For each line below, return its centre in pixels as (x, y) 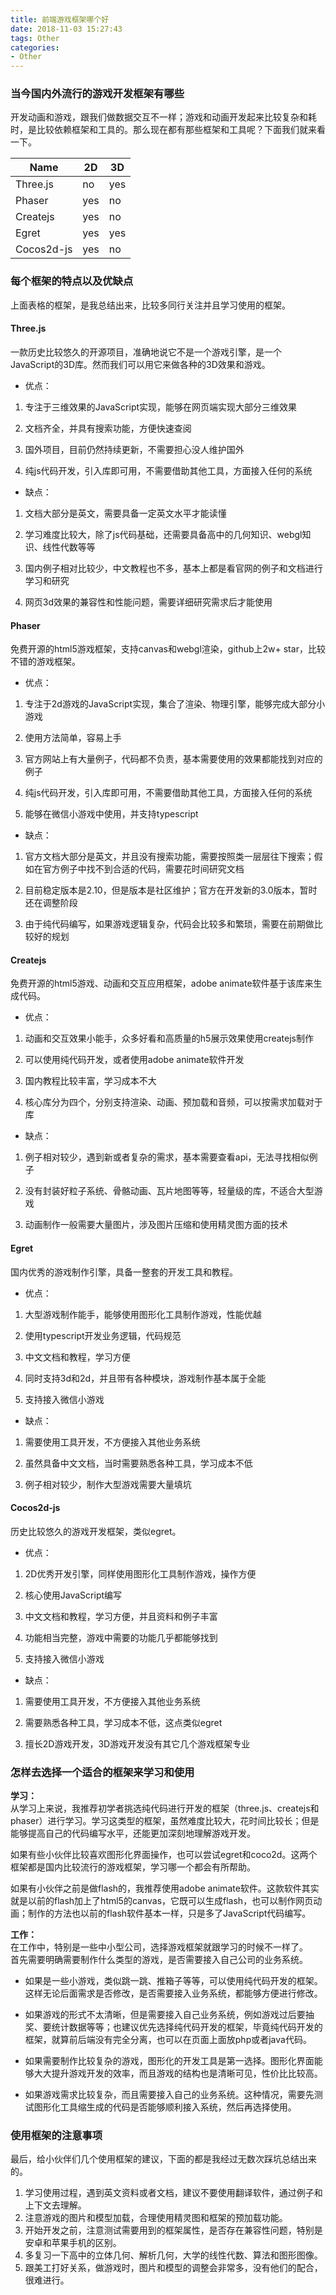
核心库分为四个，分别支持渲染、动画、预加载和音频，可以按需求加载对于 (173, 1102)
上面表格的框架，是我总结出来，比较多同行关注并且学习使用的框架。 (150, 305)
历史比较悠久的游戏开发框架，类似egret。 (96, 1531)
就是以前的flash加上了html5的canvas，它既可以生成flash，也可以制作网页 (162, 1901)
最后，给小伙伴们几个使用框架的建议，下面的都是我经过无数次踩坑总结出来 (163, 2159)
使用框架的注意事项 (56, 2135)
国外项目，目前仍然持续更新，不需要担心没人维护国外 (134, 449)
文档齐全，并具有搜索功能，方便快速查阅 (108, 428)
